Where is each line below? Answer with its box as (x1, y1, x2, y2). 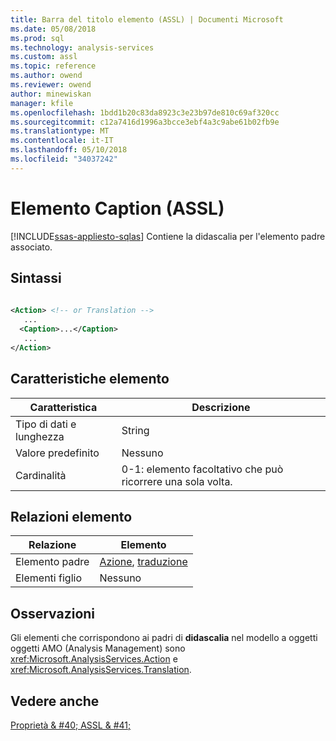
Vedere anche (10, 692, 100, 710)
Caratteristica (29, 400, 98, 414)
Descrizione (191, 400, 251, 414)
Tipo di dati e (15, 417, 77, 431)
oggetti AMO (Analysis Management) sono (10, 642, 186, 655)
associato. (10, 241, 53, 253)
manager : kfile (10, 98, 74, 108)
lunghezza (15, 429, 65, 443)
